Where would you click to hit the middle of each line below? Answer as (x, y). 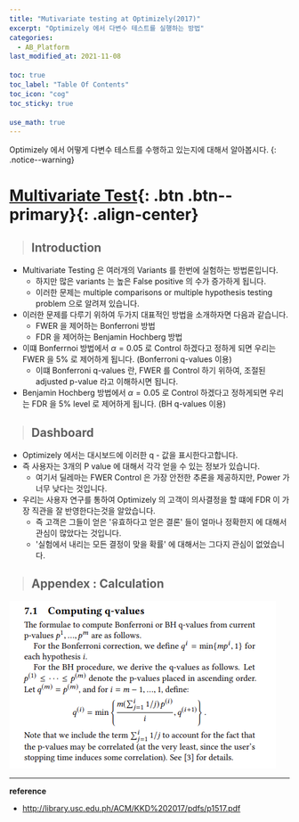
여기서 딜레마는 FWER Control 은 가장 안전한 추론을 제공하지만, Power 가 (162, 478)
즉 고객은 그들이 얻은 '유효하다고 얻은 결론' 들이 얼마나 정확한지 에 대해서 (161, 522)
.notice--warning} (42, 160)
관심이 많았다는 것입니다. (78, 533)
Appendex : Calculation (97, 584)
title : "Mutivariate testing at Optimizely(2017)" (105, 19)
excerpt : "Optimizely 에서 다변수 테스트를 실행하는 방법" (107, 28)
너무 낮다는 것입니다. (71, 489)
